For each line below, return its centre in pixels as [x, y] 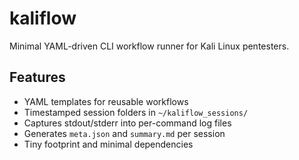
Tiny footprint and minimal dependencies [108, 144]
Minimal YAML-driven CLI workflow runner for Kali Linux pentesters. [149, 46]
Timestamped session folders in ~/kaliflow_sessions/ [136, 112]
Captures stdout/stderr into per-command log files [127, 123]
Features [37, 77]
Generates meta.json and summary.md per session [124, 133]
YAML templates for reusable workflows [106, 101]
